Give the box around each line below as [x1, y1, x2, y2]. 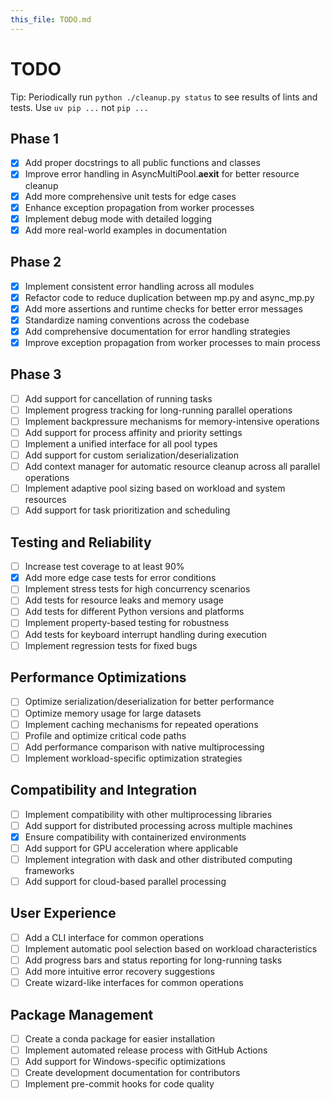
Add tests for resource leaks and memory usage [24, 594, 224, 606]
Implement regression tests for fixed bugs [24, 639, 198, 651]
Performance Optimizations [10, 669, 187, 686]
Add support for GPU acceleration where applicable [24, 842, 239, 854]
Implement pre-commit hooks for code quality [24, 1078, 215, 1090]
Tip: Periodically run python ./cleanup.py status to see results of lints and [10, 91, 318, 103]
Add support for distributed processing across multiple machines [24, 819, 293, 831]
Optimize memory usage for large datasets [24, 707, 202, 719]
